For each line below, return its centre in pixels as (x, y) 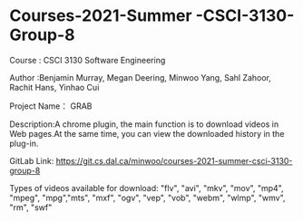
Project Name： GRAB (51, 106)
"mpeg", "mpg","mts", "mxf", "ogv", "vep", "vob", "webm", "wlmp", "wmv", (147, 198)
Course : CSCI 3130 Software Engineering (88, 60)
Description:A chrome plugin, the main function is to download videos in (144, 124)
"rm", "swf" (31, 207)
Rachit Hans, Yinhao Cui (54, 87)
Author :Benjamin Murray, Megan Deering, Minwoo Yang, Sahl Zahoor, (141, 77)
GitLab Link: (32, 160)
